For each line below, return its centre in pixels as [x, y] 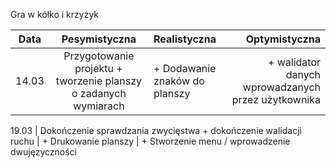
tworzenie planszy [98, 81]
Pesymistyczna [99, 39]
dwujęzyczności [43, 152]
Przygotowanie [99, 56]
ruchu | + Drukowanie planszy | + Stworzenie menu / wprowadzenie [150, 141]
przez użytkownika [276, 99]
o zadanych [99, 93]
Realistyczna [185, 39]
